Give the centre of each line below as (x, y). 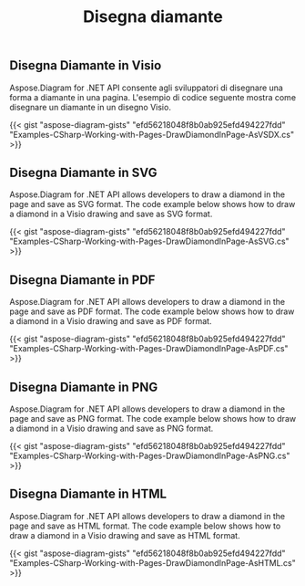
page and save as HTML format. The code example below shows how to (145, 526)
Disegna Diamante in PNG (84, 387)
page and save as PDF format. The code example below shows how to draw (152, 311)
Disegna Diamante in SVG (83, 173)
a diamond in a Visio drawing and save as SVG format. (111, 214)
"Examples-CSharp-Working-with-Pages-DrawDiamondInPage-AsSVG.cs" (149, 241)
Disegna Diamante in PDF (82, 280)
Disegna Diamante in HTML (88, 494)
